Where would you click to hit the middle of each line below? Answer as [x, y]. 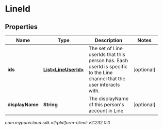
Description [109, 40]
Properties [21, 27]
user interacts [104, 85]
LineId [18, 9]
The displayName [108, 99]
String [51, 105]
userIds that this [107, 54]
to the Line [101, 72]
